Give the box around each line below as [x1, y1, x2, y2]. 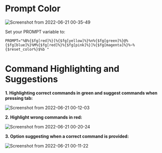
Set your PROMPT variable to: [5, 29, 65, 34]
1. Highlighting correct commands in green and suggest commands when [5, 90, 158, 96]
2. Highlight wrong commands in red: [5, 114, 82, 120]
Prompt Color [5, 3, 61, 14]
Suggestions [5, 74, 58, 85]
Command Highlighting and [5, 63, 119, 74]
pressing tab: [5, 95, 33, 101]
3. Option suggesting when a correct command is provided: [5, 133, 129, 139]
